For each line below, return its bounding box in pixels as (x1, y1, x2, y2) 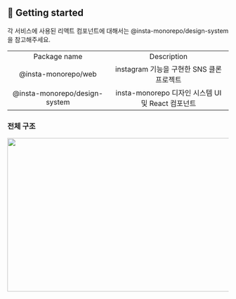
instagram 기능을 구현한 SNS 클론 (114, 64, 223, 74)
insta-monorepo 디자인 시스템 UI (115, 88, 222, 98)
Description (149, 51, 188, 61)
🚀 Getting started (7, 7, 84, 19)
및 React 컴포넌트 (140, 98, 197, 108)
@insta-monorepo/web (18, 69, 97, 79)
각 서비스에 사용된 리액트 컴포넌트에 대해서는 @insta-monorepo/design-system (7, 26, 229, 35)
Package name (33, 51, 83, 61)
